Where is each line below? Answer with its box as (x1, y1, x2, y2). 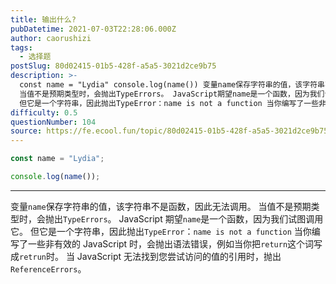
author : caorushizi (10, 33, 92, 43)
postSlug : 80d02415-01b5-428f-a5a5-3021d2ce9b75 (10, 61, 217, 71)
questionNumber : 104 (10, 117, 97, 127)
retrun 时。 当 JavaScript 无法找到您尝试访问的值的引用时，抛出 (19, 250, 282, 262)
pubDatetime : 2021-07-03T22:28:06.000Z (10, 24, 177, 34)
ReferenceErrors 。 (10, 262, 87, 275)
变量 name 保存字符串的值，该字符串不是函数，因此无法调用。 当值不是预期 (10, 200, 312, 212)
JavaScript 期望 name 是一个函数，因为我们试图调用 (118, 212, 324, 225)
